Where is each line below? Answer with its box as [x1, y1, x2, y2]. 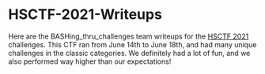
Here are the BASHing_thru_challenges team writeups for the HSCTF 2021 [8, 31, 249, 41]
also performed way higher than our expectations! [8, 57, 172, 66]
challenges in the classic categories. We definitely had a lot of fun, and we [8, 48, 251, 57]
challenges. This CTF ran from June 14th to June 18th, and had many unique [8, 39, 257, 49]
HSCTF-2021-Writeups [8, 6, 162, 24]
